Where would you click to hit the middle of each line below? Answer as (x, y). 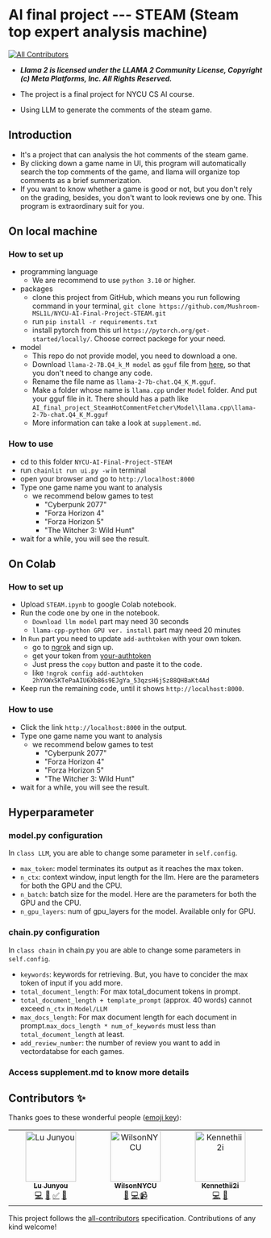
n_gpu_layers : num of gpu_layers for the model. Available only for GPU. (138, 911)
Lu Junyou (51, 1186)
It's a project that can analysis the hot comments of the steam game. (134, 154)
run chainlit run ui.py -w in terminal (83, 470)
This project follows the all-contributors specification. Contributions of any (132, 1219)
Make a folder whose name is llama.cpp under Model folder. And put (144, 390)
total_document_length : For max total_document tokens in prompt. (130, 991)
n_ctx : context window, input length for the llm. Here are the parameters (140, 877)
